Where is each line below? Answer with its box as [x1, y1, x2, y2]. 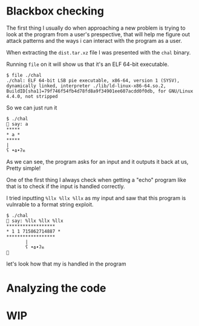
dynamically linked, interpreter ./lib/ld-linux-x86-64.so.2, [6, 83, 166, 89]
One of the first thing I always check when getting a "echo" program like [6, 176, 186, 183]
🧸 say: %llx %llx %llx [6, 218, 64, 224]
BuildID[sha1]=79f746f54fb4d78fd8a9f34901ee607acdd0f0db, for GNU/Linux [6, 88, 194, 94]
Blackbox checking [6, 4, 105, 18]
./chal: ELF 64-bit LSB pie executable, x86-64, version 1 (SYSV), [6, 77, 180, 83]
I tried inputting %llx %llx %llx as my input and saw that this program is [6, 194, 186, 201]
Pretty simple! [6, 165, 41, 172]
